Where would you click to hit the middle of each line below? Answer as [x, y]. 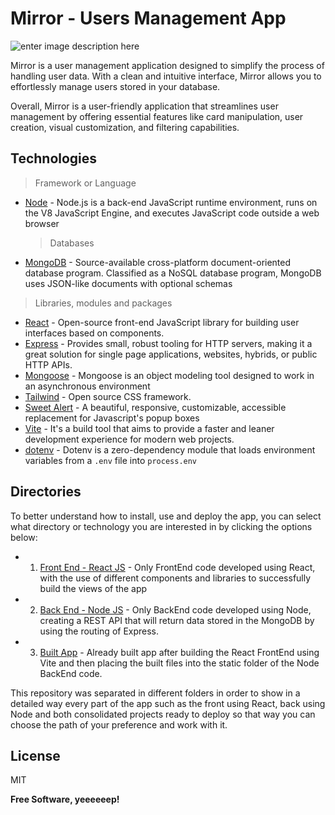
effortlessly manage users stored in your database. [115, 86]
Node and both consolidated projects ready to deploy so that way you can [163, 714]
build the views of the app [93, 588]
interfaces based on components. [94, 333]
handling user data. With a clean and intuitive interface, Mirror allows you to [166, 76]
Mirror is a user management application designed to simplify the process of [167, 65]
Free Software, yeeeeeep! [65, 799]
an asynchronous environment [87, 386]
